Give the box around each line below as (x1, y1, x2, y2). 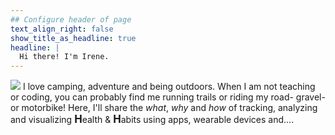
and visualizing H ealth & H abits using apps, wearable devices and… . (10, 112, 295, 126)
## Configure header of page (10, 14, 132, 25)
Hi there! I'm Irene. (19, 52, 110, 62)
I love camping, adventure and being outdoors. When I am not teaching (22, 81, 316, 93)
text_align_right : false (10, 24, 114, 34)
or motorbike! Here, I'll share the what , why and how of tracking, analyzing (10, 102, 318, 114)
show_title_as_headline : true (10, 33, 137, 43)
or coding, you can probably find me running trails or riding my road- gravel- (10, 91, 326, 103)
